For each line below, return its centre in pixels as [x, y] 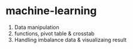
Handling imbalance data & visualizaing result [70, 40]
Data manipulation [37, 27]
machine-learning [51, 11]
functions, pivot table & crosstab [54, 33]
